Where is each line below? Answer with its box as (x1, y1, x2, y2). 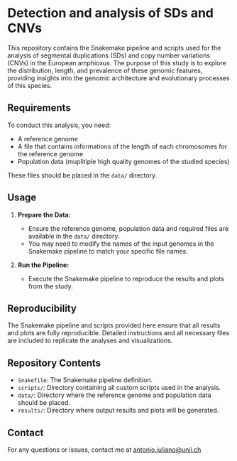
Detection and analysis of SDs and (7, 5, 214, 21)
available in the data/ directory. (28, 232, 120, 240)
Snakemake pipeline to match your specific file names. (28, 246, 188, 255)
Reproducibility (7, 302, 77, 314)
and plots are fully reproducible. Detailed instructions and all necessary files (7, 329, 230, 337)
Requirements (7, 102, 71, 114)
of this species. (7, 81, 53, 90)
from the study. (28, 282, 73, 291)
